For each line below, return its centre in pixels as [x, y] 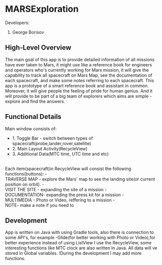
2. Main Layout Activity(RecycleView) [50, 148]
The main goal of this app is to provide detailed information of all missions [80, 59]
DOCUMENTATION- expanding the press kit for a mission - [65, 195]
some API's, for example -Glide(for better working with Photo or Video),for [80, 237]
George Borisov [28, 32]
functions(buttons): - [26, 174]
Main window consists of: [31, 128]
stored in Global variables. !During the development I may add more [73, 253]
